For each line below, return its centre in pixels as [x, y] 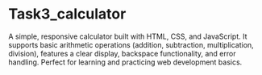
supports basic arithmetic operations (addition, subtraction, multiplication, [131, 44]
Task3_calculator [67, 14]
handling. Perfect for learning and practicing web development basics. [125, 62]
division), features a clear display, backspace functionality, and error [122, 53]
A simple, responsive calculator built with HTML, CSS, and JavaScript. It [128, 36]
